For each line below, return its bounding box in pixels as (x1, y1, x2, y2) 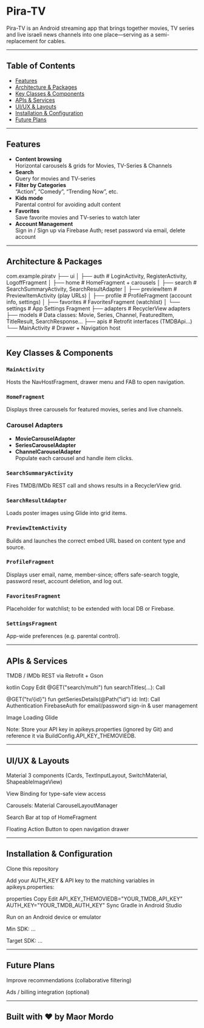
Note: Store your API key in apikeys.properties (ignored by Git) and (6, 726, 173, 733)
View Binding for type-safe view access (6, 790, 106, 798)
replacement (6, 37, 38, 44)
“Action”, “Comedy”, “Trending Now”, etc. (15, 188, 118, 195)
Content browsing (15, 155, 62, 163)
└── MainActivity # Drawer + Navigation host (6, 324, 121, 331)
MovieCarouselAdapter (15, 434, 76, 442)
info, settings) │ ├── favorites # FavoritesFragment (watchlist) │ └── (6, 299, 180, 306)
